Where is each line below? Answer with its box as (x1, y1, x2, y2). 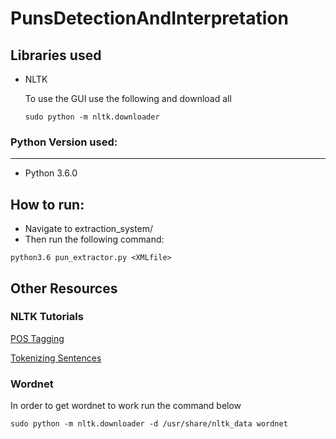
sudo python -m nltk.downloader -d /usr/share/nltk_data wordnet (10, 419, 288, 429)
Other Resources (10, 280, 118, 297)
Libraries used (10, 47, 102, 64)
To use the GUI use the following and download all (24, 93, 232, 104)
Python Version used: (10, 135, 118, 149)
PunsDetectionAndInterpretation (10, 7, 289, 30)
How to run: (10, 196, 85, 213)
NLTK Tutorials (10, 310, 84, 324)
